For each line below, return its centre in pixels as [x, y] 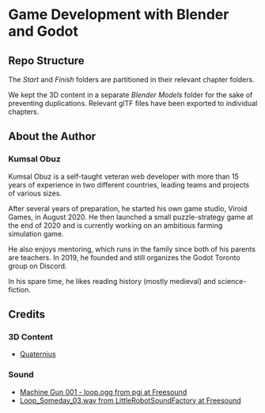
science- [232, 281]
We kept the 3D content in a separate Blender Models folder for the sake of [131, 95]
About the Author [52, 136]
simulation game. [36, 233]
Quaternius [38, 354]
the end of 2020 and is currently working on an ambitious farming [115, 225]
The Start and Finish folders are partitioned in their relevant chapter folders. [131, 80]
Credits [27, 314]
